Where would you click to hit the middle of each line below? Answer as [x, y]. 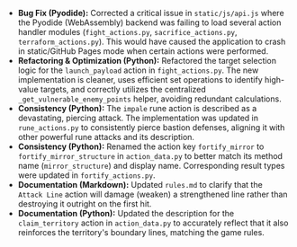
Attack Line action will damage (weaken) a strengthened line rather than [153, 194]
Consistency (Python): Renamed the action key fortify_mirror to [141, 146]
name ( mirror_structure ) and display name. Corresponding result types [151, 166]
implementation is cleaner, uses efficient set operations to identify [140, 79]
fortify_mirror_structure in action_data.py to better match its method [150, 156]
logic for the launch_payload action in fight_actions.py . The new [138, 70]
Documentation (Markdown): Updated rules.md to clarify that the [140, 185]
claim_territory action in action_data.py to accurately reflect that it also [153, 223]
